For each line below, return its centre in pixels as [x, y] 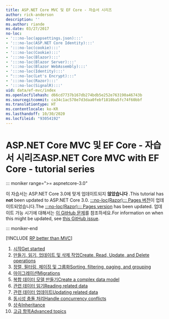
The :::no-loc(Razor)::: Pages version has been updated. [94, 206]
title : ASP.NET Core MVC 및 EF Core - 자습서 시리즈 [59, 10]
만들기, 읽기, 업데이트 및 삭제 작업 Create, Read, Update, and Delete [81, 255]
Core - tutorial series [50, 169]
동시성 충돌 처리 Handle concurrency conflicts [60, 298]
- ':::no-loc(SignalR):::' [34, 85]
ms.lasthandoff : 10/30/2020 [36, 114]
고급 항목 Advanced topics [40, 311]
